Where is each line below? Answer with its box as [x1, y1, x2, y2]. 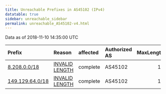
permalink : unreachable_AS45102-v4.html [5, 21, 90, 26]
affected [78, 49, 99, 56]
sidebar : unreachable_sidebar [5, 16, 68, 21]
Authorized [105, 46, 132, 53]
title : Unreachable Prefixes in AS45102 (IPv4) [5, 7, 105, 12]
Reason [53, 49, 72, 56]
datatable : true [5, 12, 39, 17]
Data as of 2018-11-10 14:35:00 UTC [5, 34, 79, 40]
